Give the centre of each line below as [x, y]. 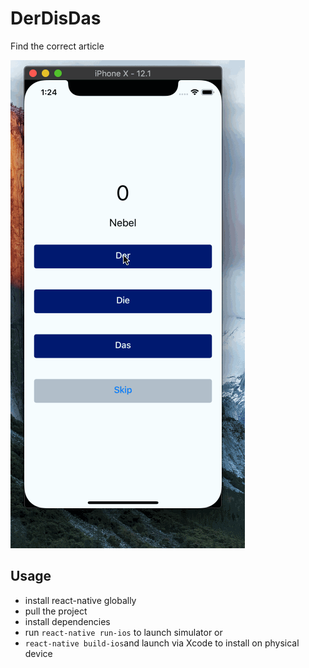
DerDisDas [56, 18]
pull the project [56, 611]
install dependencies [67, 621]
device [38, 653]
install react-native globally [80, 600]
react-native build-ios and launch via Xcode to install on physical [162, 643]
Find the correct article [57, 46]
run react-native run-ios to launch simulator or [123, 632]
